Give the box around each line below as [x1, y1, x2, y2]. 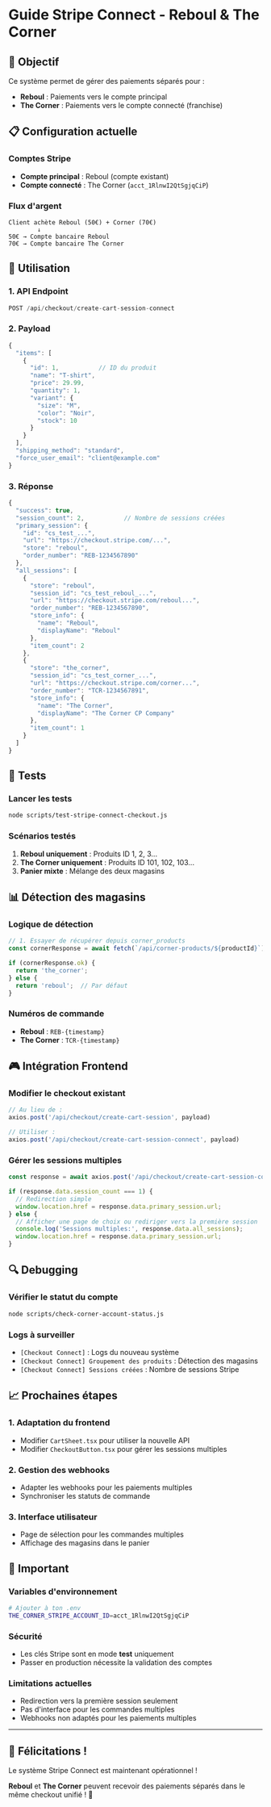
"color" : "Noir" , [37, 409, 95, 417]
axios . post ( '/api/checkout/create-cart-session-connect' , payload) [8, 1136, 240, 1144]
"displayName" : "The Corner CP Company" [37, 709, 175, 717]
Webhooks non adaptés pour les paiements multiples [19, 1713, 197, 1723]
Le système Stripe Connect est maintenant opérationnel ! [8, 1766, 198, 1776]
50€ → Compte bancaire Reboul [8, 232, 110, 241]
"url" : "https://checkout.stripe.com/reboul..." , [29, 596, 200, 604]
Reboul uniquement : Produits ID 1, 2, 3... [19, 849, 158, 859]
